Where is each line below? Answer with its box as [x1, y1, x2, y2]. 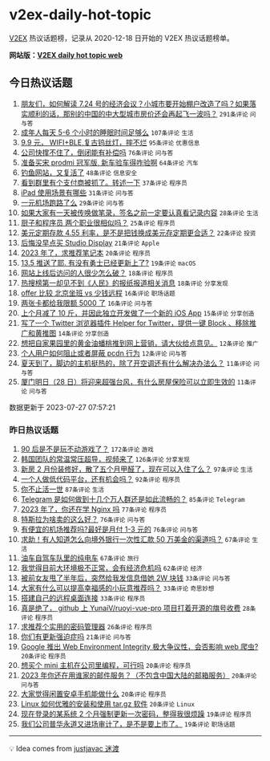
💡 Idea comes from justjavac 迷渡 [9, 744, 119, 754]
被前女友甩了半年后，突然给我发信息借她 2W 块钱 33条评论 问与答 [20, 573, 231, 583]
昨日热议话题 [9, 424, 59, 435]
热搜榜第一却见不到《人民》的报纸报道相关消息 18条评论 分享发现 [20, 278, 229, 287]
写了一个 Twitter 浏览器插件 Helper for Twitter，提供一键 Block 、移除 [20, 318, 250, 328]
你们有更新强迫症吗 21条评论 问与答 [20, 632, 131, 641]
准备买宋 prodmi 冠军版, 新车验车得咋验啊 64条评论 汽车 [20, 157, 199, 167]
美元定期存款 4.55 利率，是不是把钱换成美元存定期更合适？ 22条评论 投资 [20, 227, 256, 238]
